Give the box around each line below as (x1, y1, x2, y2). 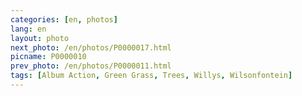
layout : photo (10, 33, 70, 43)
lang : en (10, 24, 47, 34)
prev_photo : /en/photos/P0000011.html (10, 61, 172, 71)
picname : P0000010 (10, 52, 87, 62)
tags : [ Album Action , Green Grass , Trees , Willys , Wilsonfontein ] (10, 71, 293, 81)
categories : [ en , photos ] (10, 14, 118, 25)
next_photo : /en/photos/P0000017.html (10, 42, 172, 53)
